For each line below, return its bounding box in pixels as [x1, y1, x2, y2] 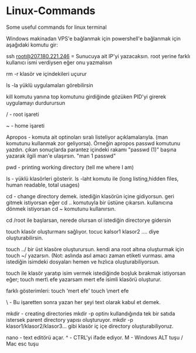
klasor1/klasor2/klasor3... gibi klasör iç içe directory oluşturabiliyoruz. [6, 322, 174, 329]
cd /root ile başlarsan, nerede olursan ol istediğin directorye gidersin [6, 217, 171, 224]
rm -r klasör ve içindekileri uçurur [6, 70, 87, 77]
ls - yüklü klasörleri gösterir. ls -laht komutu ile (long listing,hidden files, [6, 175, 179, 182]
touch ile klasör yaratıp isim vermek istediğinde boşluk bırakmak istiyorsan [6, 269, 186, 277]
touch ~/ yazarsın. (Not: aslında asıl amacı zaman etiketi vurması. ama [6, 252, 175, 259]
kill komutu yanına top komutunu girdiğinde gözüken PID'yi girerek [6, 93, 166, 100]
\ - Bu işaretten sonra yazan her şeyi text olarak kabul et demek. [6, 298, 161, 305]
